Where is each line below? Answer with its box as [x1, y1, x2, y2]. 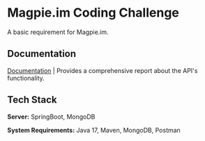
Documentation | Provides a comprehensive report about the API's [7, 66, 198, 74]
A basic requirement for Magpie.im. [7, 28, 109, 36]
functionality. [7, 74, 45, 82]
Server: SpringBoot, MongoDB [7, 113, 96, 121]
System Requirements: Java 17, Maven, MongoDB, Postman [7, 126, 181, 134]
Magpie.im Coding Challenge [7, 5, 180, 21]
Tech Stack [7, 94, 57, 106]
